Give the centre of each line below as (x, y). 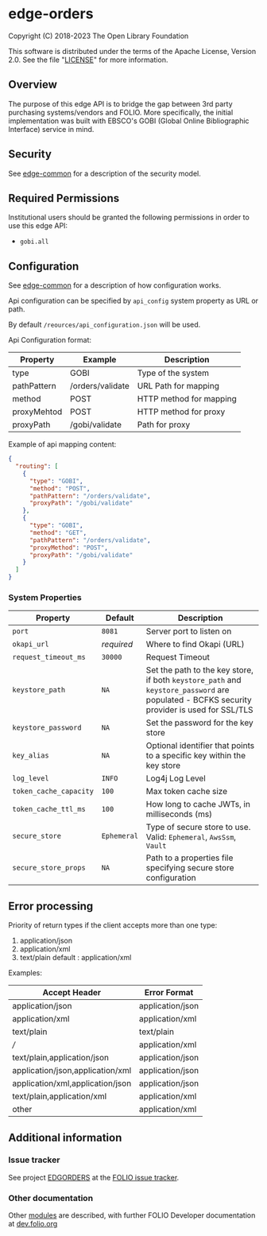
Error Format (169, 993)
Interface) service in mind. (51, 129)
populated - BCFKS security (199, 700)
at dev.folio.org (33, 1224)
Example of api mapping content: (62, 444)
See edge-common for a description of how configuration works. (115, 285)
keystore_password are (188, 690)
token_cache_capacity (53, 791)
